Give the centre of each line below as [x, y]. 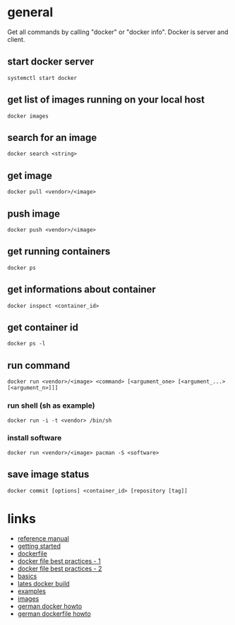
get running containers [59, 252]
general [30, 12]
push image [34, 213]
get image [30, 175]
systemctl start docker [42, 78]
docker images [28, 116]
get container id [43, 327]
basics [27, 576]
